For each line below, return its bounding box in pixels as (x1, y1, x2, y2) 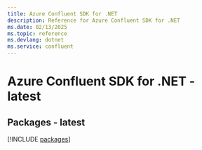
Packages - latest (7, 116, 86, 128)
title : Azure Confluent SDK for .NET (7, 10, 118, 18)
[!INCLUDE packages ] (7, 135, 71, 143)
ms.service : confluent (7, 43, 74, 50)
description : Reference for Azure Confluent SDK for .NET (7, 17, 180, 24)
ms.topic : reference (7, 30, 68, 37)
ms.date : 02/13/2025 (7, 23, 68, 30)
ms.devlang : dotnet (7, 37, 65, 44)
